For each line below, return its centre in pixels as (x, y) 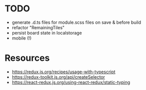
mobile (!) (22, 38)
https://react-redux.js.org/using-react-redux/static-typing (71, 82)
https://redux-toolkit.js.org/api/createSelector (58, 77)
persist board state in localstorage (47, 33)
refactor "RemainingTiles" (38, 27)
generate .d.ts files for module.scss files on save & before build (76, 22)
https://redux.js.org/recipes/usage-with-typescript (64, 72)
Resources (27, 58)
